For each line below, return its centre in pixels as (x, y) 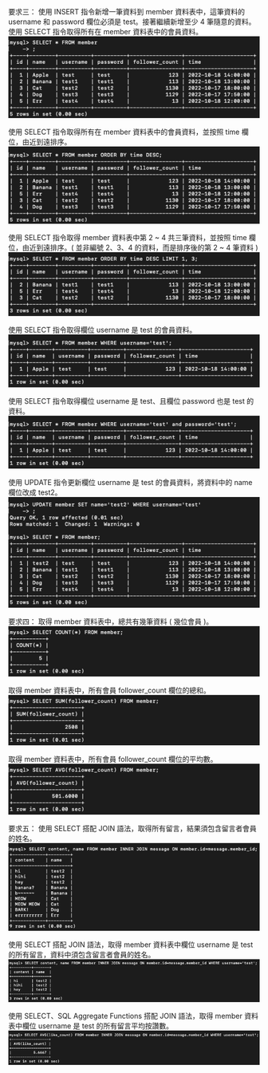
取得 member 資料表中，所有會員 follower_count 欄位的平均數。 (113, 759)
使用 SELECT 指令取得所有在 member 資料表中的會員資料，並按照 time (124, 132)
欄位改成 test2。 (35, 492)
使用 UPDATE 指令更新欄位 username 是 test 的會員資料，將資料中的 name (130, 483)
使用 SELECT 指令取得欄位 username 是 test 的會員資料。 (102, 330)
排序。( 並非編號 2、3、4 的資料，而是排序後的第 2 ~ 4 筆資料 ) (154, 247)
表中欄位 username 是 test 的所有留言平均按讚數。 (91, 1026)
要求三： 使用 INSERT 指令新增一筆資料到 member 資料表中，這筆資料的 (127, 12)
